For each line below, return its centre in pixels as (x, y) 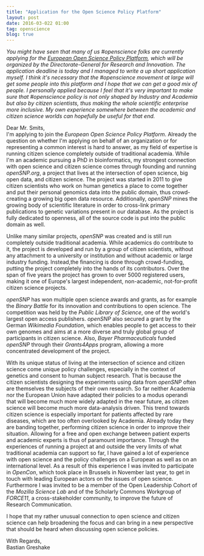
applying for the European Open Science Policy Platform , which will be (95, 58)
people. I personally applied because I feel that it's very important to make (100, 90)
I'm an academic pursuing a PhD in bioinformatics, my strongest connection (101, 160)
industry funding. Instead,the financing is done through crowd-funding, (95, 262)
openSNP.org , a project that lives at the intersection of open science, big (97, 173)
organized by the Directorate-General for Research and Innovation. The (96, 65)
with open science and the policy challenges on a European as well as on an (102, 460)
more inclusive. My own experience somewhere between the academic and (101, 110)
